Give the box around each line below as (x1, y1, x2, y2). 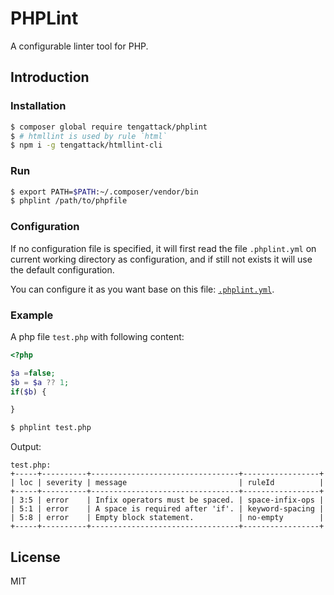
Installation (10, 99, 67, 113)
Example (10, 308, 54, 322)
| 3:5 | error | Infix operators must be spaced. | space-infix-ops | (10, 495, 325, 506)
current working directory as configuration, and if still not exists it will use (10, 253, 313, 265)
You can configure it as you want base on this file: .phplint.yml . (10, 283, 275, 295)
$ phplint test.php (10, 423, 92, 433)
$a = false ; (10, 368, 56, 378)
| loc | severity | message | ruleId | (10, 478, 325, 488)
